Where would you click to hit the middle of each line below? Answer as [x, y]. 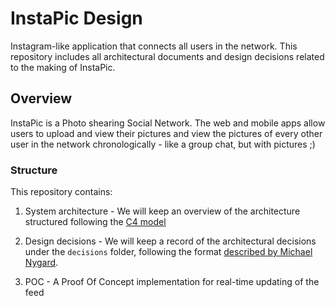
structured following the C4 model [95, 222]
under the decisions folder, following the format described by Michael [168, 252]
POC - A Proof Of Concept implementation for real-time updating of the [172, 282]
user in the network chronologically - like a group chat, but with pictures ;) [163, 144]
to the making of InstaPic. [63, 67]
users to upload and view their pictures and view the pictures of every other [166, 133]
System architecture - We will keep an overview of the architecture [162, 211]
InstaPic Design [76, 18]
